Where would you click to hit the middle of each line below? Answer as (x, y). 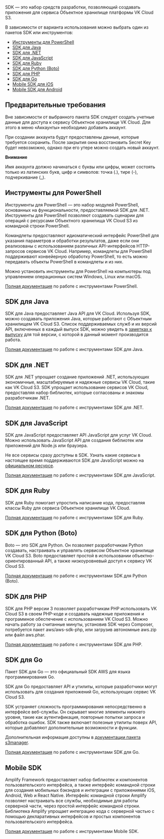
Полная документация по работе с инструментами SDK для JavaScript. (80, 475)
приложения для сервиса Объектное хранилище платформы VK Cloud (79, 12)
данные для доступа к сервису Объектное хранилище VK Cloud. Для (78, 122)
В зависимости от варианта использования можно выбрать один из (77, 27)
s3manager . (17, 742)
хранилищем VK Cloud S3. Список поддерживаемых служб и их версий (81, 324)
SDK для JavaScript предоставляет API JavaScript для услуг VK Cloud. (79, 435)
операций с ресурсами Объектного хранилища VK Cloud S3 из (71, 220)
